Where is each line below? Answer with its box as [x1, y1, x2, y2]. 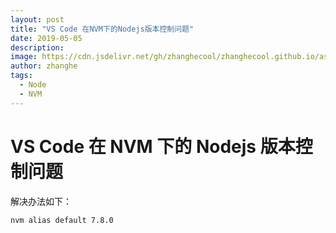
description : [10, 42, 65, 53]
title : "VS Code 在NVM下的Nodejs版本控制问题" [10, 24, 195, 34]
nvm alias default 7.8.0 [10, 215, 114, 225]
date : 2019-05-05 [10, 33, 83, 43]
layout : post [10, 14, 65, 25]
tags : [10, 71, 33, 81]
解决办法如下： [10, 195, 72, 207]
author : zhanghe [10, 61, 78, 71]
